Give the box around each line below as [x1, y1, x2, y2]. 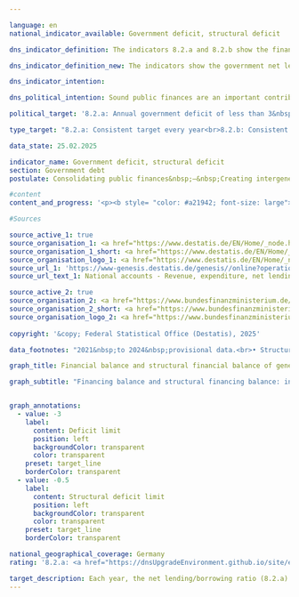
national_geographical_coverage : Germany [9, 550, 166, 559]
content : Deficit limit [32, 426, 122, 435]
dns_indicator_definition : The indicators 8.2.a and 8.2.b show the [9, 45, 269, 54]
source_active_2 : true [9, 288, 93, 297]
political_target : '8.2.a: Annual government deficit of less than [9, 109, 265, 118]
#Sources [9, 214, 42, 223]
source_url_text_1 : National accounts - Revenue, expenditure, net [9, 272, 265, 281]
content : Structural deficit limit [32, 492, 166, 501]
